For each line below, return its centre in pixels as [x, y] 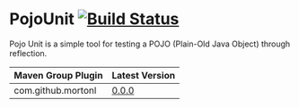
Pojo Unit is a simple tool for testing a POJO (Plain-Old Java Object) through [150, 44]
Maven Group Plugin [58, 75]
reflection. [28, 53]
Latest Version [144, 75]
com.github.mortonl [55, 90]
